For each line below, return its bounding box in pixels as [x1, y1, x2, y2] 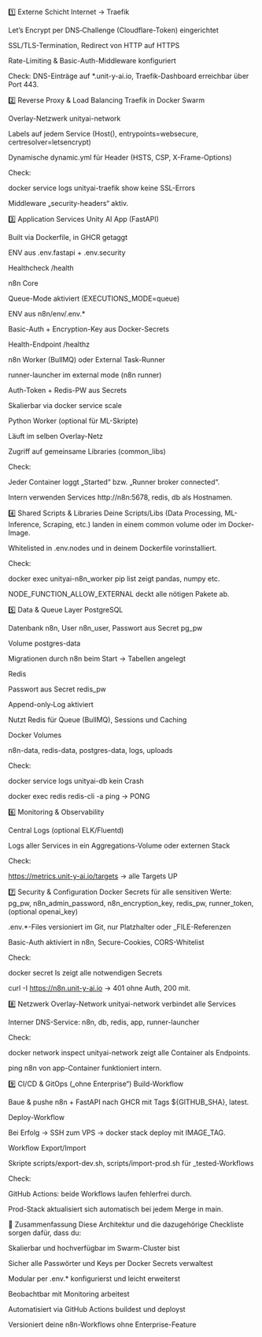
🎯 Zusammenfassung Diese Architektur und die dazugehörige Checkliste [8, 1219, 244, 1229]
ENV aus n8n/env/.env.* [8, 309, 86, 318]
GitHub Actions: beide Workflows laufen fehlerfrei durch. [8, 1189, 193, 1198]
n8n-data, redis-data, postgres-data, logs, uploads [8, 746, 173, 755]
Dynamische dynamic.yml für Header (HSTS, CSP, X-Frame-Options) [8, 153, 232, 162]
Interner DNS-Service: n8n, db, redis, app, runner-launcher [8, 1017, 200, 1027]
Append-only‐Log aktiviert [8, 700, 94, 709]
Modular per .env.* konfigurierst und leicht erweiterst [8, 1274, 181, 1283]
